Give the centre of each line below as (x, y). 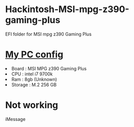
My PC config (34, 55)
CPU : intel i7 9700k (32, 74)
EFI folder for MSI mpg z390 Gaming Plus (49, 34)
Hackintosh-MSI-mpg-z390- (67, 9)
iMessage (15, 119)
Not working (32, 105)
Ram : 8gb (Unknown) (34, 79)
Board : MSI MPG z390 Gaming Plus (49, 68)
